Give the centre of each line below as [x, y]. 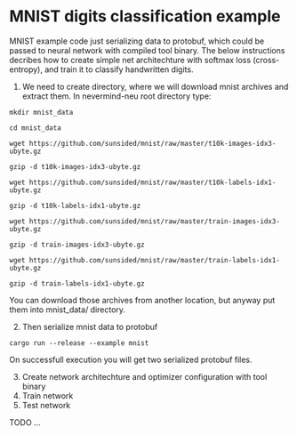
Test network [46, 405]
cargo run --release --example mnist [79, 343]
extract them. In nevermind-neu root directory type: [116, 96]
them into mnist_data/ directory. [68, 310]
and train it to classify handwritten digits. [119, 69]
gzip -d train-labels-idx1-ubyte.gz [77, 283]
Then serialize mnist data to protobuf [90, 326]
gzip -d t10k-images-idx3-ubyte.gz [75, 166]
